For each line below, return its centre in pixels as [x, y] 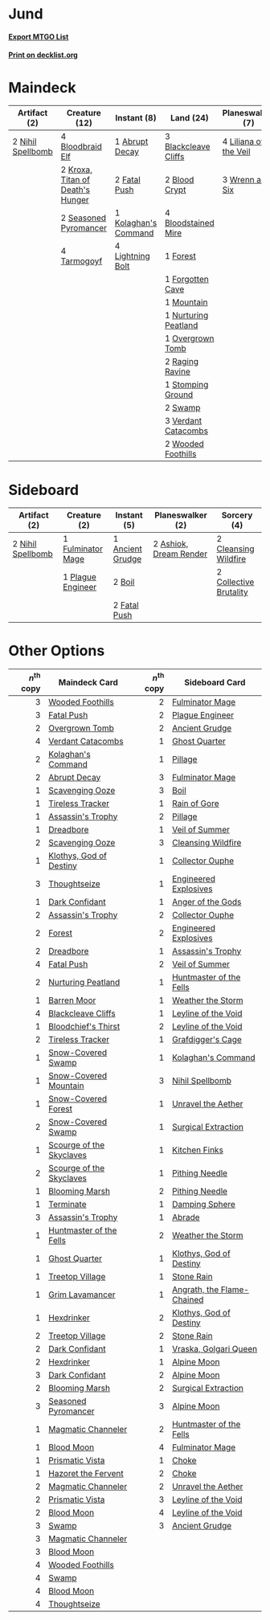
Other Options [57, 651]
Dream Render [180, 554]
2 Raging [182, 362]
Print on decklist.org [43, 55]
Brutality [233, 592]
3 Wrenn [238, 180]
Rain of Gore [195, 803]
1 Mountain [186, 302]
